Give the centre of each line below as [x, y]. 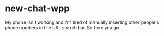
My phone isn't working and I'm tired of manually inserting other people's [82, 22]
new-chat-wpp [37, 9]
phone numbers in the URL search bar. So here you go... [64, 27]
